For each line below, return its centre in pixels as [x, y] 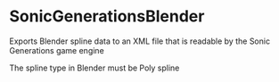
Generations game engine [57, 50]
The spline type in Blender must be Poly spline [94, 68]
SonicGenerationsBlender [107, 16]
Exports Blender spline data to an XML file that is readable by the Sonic [139, 41]
